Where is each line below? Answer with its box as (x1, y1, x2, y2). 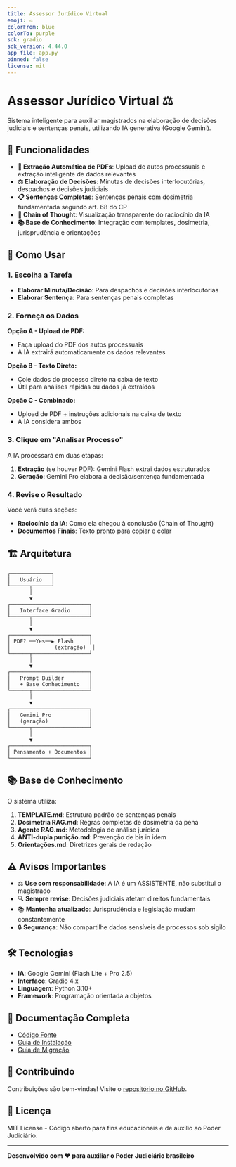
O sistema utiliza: (7, 797, 58, 805)
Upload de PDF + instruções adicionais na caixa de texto (17, 410, 182, 418)
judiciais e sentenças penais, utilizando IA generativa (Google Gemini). (7, 124, 211, 132)
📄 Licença (7, 1105, 51, 1117)
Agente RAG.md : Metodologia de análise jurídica (17, 825, 159, 834)
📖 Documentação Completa (7, 1012, 130, 1024)
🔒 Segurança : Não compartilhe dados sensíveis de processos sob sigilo (17, 923, 226, 931)
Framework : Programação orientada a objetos (17, 992, 152, 1000)
